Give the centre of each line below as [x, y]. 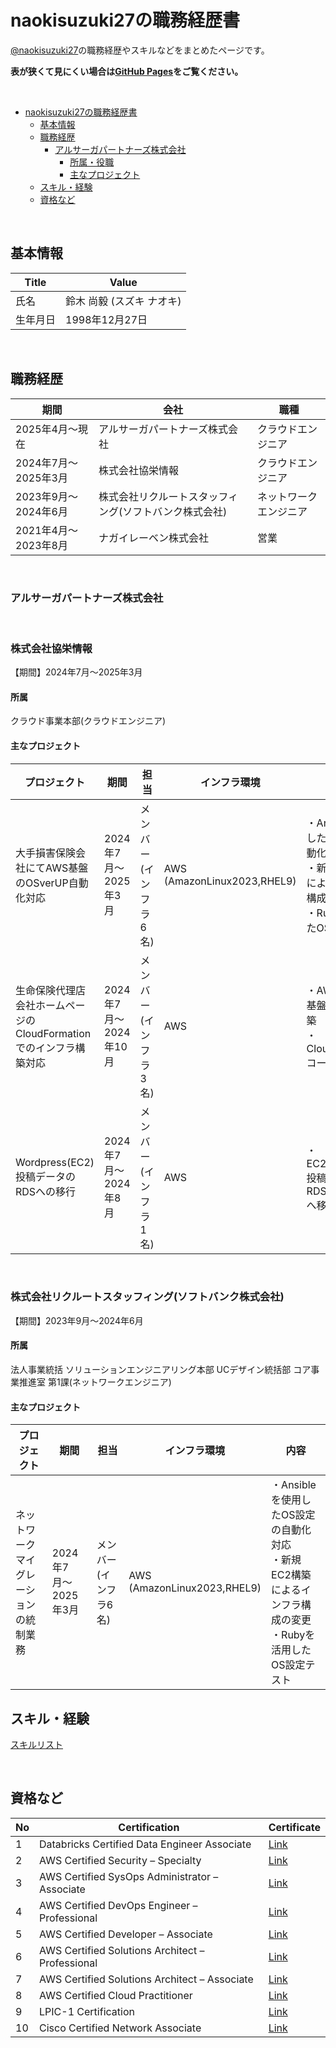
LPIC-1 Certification [87, 2011]
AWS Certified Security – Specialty [120, 1860]
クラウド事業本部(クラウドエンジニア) [88, 721]
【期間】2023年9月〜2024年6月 [77, 1320]
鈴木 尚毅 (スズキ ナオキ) [123, 301]
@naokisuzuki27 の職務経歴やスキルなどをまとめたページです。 [140, 50]
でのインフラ [45, 1048]
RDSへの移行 [46, 1191]
